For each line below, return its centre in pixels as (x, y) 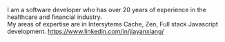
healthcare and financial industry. (55, 17)
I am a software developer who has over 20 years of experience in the (107, 10)
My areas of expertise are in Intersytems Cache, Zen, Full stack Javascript (113, 24)
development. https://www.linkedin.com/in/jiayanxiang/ (86, 31)
